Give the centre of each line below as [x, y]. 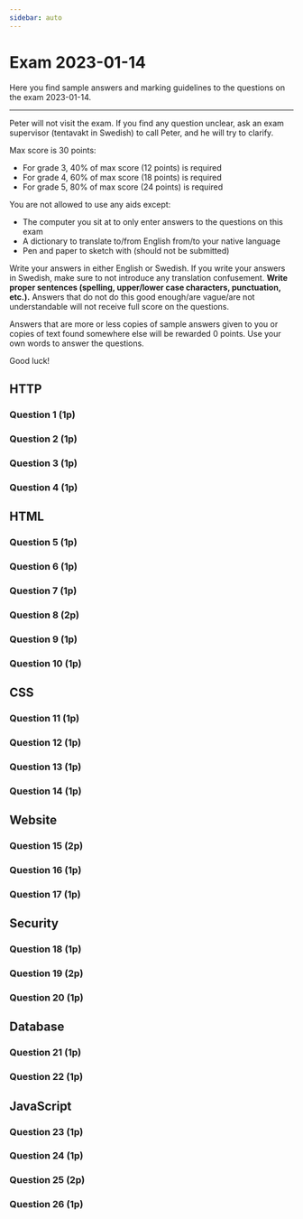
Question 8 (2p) [44, 615]
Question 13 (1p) [46, 767]
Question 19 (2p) [46, 973]
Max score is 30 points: [53, 150]
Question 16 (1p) [46, 870]
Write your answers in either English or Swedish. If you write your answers [147, 268]
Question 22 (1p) [46, 1077]
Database [37, 1027]
